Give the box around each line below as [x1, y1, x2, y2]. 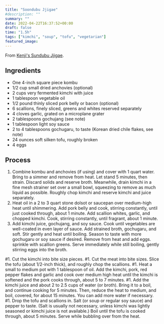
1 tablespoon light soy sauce [12, 121, 70, 127]
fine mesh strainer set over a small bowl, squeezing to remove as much [12, 184, 156, 191]
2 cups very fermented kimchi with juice [12, 90, 94, 96]
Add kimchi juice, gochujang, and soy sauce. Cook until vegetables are [12, 221, 155, 227]
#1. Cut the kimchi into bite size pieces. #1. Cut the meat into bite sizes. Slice [5, 256, 159, 262]
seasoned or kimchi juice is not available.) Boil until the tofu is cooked [5, 308, 145, 314]
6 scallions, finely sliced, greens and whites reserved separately [12, 106, 142, 111]
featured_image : [5, 39, 38, 44]
